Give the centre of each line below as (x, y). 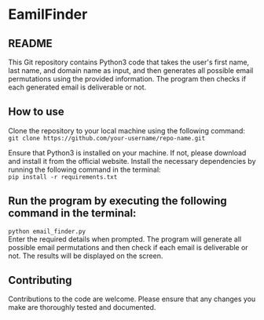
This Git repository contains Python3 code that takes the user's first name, (129, 62)
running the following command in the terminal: (84, 169)
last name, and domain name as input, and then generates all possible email (131, 71)
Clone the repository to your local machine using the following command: (127, 130)
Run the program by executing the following (118, 201)
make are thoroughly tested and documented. (82, 307)
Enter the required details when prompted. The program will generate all (125, 239)
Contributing (40, 280)
